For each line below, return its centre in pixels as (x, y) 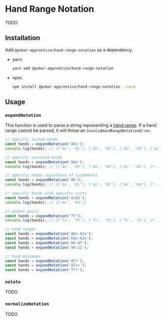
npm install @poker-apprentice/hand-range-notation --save (74, 87)
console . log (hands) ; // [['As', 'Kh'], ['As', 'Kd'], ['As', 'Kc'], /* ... (84, 167)
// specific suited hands (31, 140)
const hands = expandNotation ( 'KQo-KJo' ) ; (49, 239)
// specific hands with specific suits (46, 194)
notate (13, 282)
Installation (23, 38)
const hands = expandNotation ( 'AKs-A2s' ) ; (49, 234)
